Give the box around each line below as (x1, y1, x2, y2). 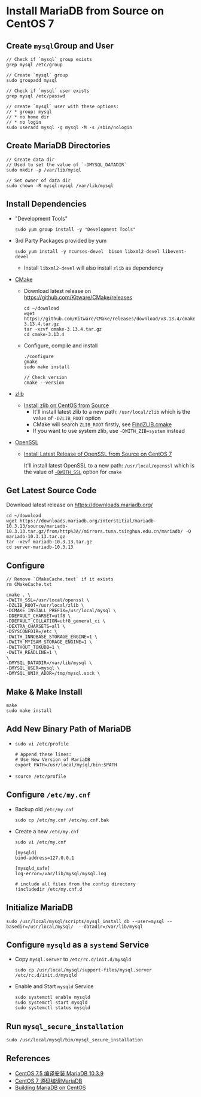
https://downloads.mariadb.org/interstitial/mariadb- (19, 518, 157, 524)
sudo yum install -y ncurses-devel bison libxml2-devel (14, 248, 160, 255)
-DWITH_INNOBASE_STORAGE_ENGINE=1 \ (6, 634, 98, 640)
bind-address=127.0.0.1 (14, 855, 75, 861)
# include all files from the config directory (14, 881, 136, 887)
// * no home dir (6, 114, 50, 120)
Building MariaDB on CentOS (14, 1084, 86, 1091)
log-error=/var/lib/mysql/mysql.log (14, 870, 106, 876)
